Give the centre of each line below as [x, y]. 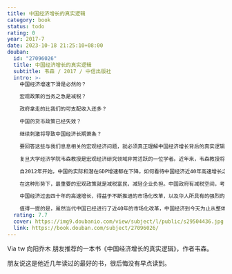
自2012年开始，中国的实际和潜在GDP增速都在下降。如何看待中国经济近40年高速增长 [121, 171]
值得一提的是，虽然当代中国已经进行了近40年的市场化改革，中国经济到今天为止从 [118, 209]
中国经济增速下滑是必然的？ [53, 84]
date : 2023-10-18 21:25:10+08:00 [55, 46]
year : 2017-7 [26, 39]
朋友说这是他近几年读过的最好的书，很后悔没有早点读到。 [89, 263]
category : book [29, 20]
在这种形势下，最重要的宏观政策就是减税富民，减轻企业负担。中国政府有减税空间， [120, 184]
